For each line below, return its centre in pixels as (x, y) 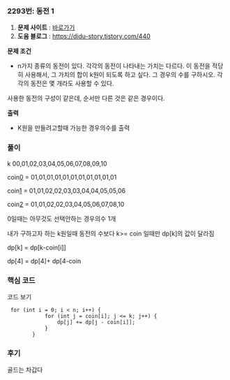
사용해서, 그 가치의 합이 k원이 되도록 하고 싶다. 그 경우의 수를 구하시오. (120, 75)
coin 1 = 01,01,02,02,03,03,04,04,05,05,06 (67, 191)
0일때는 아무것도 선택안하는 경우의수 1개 (62, 219)
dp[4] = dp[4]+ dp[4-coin (44, 261)
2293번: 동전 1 (31, 10)
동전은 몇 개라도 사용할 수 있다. (72, 83)
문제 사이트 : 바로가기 (46, 28)
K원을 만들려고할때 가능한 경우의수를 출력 (74, 128)
